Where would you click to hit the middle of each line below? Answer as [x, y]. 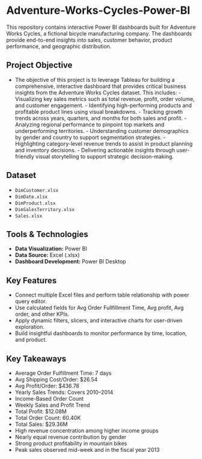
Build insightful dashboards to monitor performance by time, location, [101, 333]
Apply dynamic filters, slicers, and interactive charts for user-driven [99, 321]
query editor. [31, 301]
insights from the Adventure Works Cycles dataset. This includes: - [98, 92]
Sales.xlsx [29, 216]
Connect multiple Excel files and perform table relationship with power [102, 295]
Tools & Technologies [47, 234]
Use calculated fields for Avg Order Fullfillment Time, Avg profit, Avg [99, 308]
